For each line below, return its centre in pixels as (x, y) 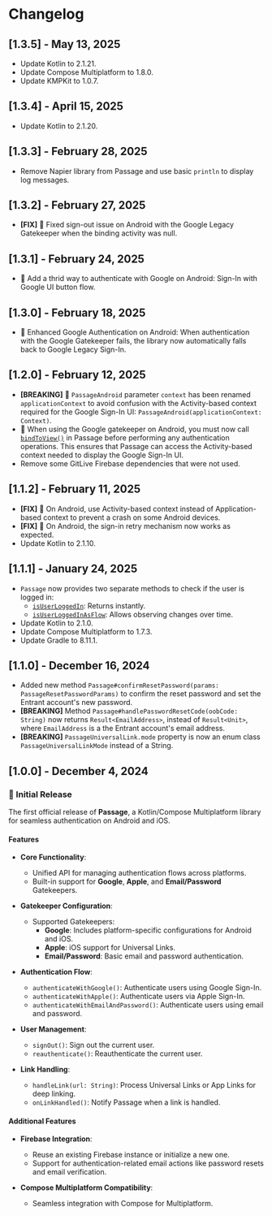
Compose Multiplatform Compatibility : (86, 1188)
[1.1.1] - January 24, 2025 (73, 569)
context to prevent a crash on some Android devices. (132, 517)
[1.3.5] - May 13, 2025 (65, 44)
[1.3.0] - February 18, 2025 (77, 312)
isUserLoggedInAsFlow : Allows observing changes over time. (133, 614)
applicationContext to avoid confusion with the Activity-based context (138, 403)
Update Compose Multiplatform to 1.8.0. (87, 72)
